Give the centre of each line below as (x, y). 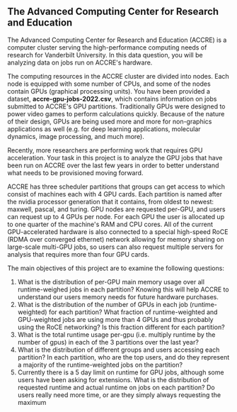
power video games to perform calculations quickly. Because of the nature (116, 113)
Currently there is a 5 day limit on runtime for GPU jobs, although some (121, 372)
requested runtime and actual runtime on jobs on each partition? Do (116, 387)
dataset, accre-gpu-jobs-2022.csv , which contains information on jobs (112, 99)
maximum (32, 402)
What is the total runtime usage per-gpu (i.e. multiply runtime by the (116, 334)
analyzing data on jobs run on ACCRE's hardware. (80, 62)
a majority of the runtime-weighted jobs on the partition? (100, 364)
